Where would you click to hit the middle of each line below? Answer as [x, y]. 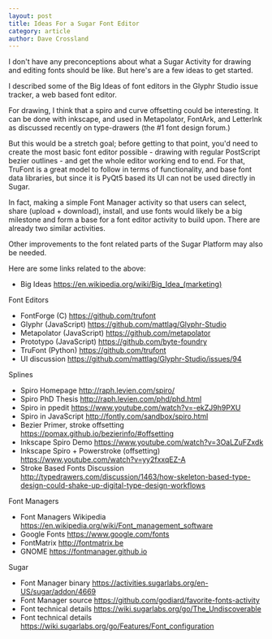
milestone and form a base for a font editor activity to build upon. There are [134, 220]
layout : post [30, 16]
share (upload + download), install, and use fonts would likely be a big [125, 211]
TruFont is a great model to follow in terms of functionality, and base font [130, 170]
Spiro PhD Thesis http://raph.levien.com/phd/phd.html [111, 399]
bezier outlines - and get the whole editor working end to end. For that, [127, 161]
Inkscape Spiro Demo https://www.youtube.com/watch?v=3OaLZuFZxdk [142, 442]
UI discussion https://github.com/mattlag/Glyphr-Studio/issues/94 [131, 359]
